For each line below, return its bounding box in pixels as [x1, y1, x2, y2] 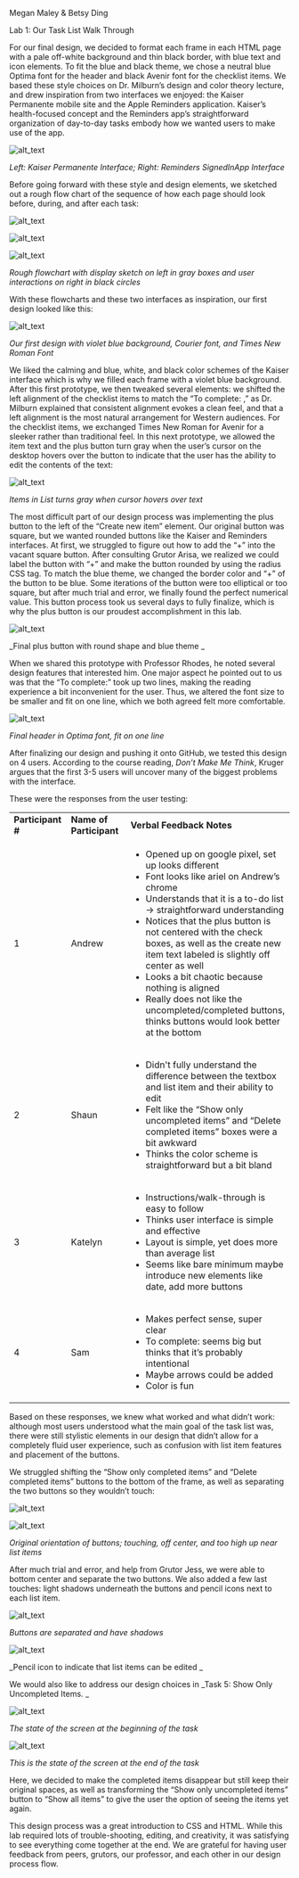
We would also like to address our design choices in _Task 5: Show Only [9, 1679, 273, 1689]
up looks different [145, 860, 220, 871]
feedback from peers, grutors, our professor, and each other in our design [9, 1849, 281, 1859]
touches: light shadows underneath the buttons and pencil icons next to [9, 1583, 273, 1594]
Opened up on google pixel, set [145, 848, 277, 860]
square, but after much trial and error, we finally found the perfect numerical [9, 588, 289, 597]
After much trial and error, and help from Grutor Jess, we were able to [9, 1564, 265, 1575]
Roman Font [9, 348, 54, 358]
